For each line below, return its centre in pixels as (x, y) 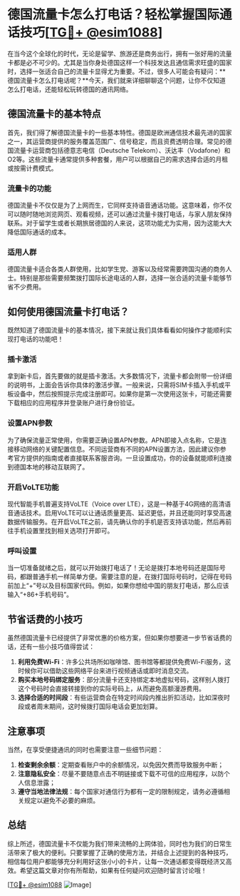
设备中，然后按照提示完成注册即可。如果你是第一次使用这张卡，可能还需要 (122, 394)
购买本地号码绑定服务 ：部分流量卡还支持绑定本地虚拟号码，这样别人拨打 (124, 680)
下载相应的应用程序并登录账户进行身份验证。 (73, 403)
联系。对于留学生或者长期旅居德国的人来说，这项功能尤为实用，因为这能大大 (120, 223)
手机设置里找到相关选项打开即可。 (63, 531)
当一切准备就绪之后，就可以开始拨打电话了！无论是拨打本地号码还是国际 (113, 568)
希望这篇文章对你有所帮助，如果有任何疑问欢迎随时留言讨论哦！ (113, 870)
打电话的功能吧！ (38, 339)
